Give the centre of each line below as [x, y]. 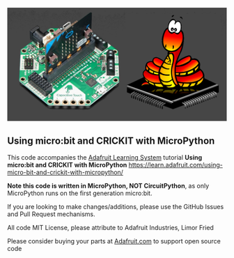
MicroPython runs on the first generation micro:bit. [80, 193]
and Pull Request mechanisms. [51, 214]
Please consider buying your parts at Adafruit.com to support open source [114, 241]
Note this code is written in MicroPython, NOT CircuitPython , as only [108, 186]
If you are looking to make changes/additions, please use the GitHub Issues [116, 207]
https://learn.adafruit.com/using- [175, 165]
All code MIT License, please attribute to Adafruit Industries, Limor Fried [111, 228]
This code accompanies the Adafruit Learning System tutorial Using [105, 158]
